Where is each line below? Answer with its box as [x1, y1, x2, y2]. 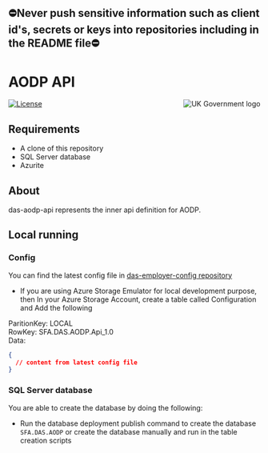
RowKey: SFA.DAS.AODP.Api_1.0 [8, 327, 114, 336]
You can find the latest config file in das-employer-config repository [8, 271, 233, 280]
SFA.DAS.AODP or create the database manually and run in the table [19, 427, 238, 436]
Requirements [8, 122, 80, 136]
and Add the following [19, 303, 93, 312]
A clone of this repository [19, 143, 104, 154]
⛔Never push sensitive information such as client [8, 6, 260, 20]
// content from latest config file [15, 359, 138, 367]
